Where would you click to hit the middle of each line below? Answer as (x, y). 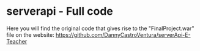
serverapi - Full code (60, 11)
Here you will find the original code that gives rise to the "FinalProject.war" (100, 28)
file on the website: (30, 34)
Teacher (17, 41)
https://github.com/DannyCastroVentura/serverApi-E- (123, 34)
